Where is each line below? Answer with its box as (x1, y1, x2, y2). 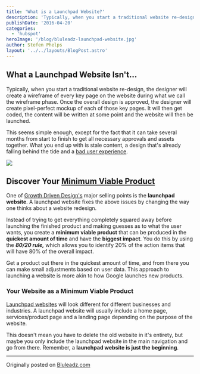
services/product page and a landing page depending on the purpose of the (6, 313, 193, 320)
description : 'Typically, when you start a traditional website (6, 14, 169, 20)
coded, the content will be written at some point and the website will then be (6, 111, 193, 118)
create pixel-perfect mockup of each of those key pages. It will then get (6, 104, 183, 112)
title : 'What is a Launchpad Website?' (6, 8, 105, 15)
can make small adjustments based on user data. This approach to (6, 266, 170, 273)
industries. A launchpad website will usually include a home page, (6, 307, 168, 314)
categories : (6, 25, 36, 32)
